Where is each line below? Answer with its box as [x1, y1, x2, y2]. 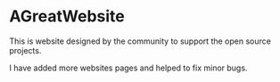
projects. [9, 45, 42, 55]
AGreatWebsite [9, 6, 125, 27]
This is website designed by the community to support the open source [9, 36, 272, 46]
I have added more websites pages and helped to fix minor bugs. [9, 62, 248, 73]
